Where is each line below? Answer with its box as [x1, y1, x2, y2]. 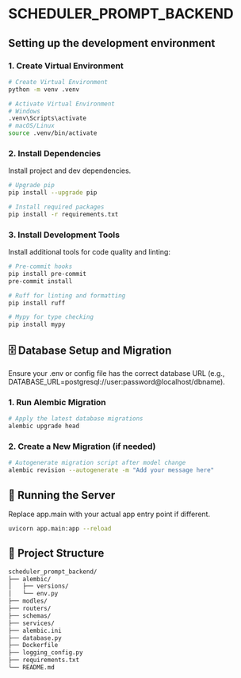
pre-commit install [8, 277, 73, 285]
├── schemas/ [8, 611, 52, 619]
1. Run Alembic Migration [8, 396, 107, 408]
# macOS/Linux [8, 122, 55, 130]
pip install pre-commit [8, 270, 87, 278]
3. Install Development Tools [8, 229, 120, 240]
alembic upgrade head [8, 422, 80, 431]
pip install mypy [8, 320, 66, 329]
